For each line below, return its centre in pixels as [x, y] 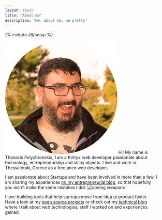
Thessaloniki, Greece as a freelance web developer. [57, 168]
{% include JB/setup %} [29, 35]
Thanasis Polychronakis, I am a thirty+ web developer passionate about [76, 157]
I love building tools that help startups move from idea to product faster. [76, 197]
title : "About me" [23, 15]
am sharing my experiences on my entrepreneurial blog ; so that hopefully [78, 182]
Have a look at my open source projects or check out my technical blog [76, 202]
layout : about [19, 10]
